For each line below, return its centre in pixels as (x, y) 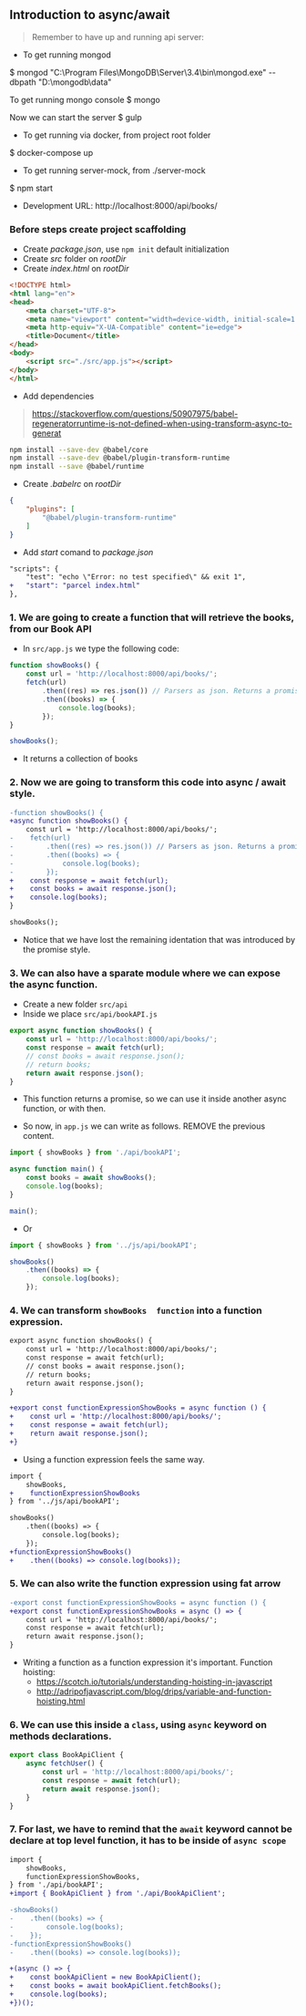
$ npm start (31, 188)
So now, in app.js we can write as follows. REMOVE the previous (144, 1126)
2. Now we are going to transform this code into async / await (148, 782)
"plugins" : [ (51, 510)
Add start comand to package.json (88, 552)
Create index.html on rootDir (76, 269)
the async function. (54, 984)
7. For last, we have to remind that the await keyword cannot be (151, 1829)
